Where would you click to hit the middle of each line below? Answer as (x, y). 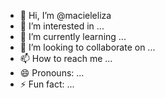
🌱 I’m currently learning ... (73, 36)
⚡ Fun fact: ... (47, 84)
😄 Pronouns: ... (52, 73)
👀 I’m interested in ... (62, 26)
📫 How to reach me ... (66, 58)
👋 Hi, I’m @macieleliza (65, 15)
